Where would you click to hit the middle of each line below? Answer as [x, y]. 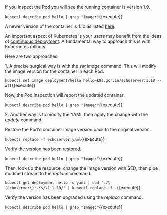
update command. [24, 120]
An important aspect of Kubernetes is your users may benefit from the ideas [83, 36]
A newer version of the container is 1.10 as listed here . [60, 26]
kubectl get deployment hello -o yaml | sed [52, 183]
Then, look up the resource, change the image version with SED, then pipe [82, 168]
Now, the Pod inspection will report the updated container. [65, 95]
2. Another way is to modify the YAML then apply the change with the [77, 115]
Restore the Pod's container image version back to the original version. [78, 130]
